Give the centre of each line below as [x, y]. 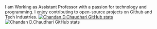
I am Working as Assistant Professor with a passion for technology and [76, 7]
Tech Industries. [21, 17]
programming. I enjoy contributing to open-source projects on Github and [78, 12]
